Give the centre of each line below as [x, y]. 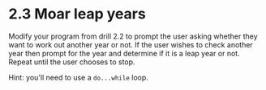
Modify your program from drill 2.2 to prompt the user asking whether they [133, 36]
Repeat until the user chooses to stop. [72, 62]
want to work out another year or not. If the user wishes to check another [131, 44]
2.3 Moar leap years [77, 14]
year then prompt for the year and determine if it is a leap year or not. [124, 53]
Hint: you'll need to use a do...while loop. [78, 77]
